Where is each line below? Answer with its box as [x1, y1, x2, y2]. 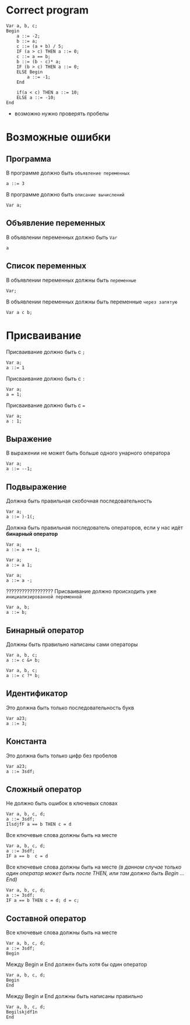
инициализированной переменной [6, 594, 82, 600]
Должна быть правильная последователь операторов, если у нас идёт [6, 524, 184, 531]
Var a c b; [6, 309, 33, 315]
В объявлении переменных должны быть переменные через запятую [6, 298, 178, 305]
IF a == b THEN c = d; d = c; [6, 897, 80, 904]
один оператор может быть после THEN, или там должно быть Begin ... [6, 870, 185, 877]
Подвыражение [6, 481, 67, 492]
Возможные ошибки [6, 131, 111, 144]
